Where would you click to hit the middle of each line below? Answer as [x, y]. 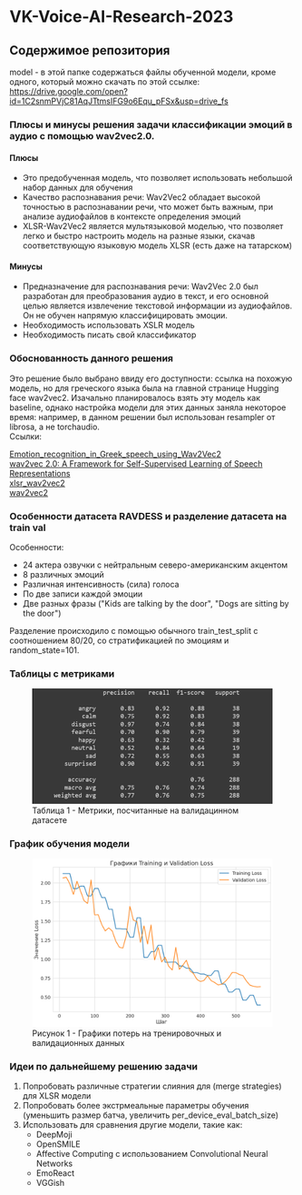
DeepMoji [54, 1135]
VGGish [50, 1183]
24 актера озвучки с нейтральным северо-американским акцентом [155, 565]
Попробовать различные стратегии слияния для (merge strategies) [152, 1086]
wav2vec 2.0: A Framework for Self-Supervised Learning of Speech [136, 463]
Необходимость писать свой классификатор [109, 335]
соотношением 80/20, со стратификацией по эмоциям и [119, 640]
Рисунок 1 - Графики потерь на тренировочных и [127, 1033]
